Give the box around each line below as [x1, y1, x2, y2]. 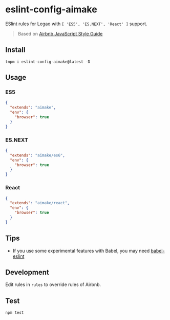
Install [5, 45, 26, 55]
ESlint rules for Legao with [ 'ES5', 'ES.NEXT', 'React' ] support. [5, 21, 147, 27]
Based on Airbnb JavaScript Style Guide [17, 30, 103, 37]
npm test [5, 310, 24, 315]
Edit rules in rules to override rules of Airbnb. [5, 281, 101, 288]
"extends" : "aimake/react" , [10, 201, 70, 206]
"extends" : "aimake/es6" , [10, 153, 66, 158]
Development [5, 268, 50, 276]
